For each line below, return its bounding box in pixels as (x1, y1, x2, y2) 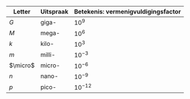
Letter (13, 8, 31, 15)
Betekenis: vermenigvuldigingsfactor (73, 8, 181, 15)
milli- (40, 50, 56, 58)
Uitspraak (40, 8, 69, 15)
